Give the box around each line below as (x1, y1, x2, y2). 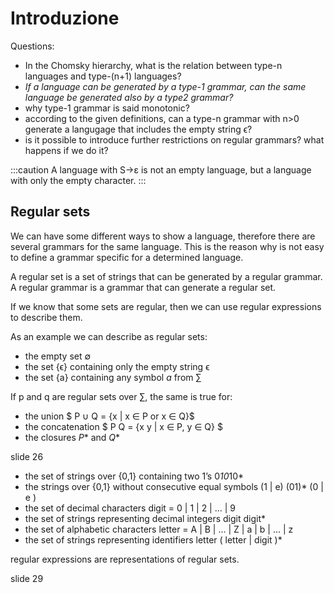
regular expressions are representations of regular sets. (10, 553, 240, 565)
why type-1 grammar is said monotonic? (24, 102, 190, 114)
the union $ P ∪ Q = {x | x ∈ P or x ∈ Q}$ (24, 410, 195, 422)
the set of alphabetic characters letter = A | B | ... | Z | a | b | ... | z (24, 523, 294, 535)
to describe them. (10, 311, 83, 323)
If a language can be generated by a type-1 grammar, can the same (24, 80, 307, 92)
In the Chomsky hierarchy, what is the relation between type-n (24, 59, 283, 71)
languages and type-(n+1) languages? (24, 70, 182, 82)
